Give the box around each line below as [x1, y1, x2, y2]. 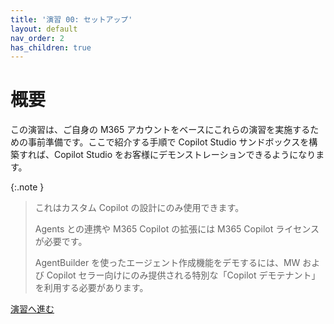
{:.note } [10, 181, 45, 193]
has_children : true [10, 42, 92, 53]
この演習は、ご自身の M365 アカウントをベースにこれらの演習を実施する [10, 124, 311, 136]
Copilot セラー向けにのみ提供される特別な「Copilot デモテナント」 [46, 269, 321, 281]
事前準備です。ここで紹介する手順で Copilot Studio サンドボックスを [27, 136, 310, 148]
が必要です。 [34, 236, 88, 248]
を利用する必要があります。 [34, 282, 149, 294]
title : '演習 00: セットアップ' [10, 14, 133, 25]
